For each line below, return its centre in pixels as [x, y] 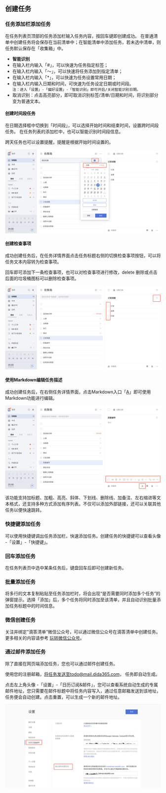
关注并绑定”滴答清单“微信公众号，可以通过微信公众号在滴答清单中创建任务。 [83, 632]
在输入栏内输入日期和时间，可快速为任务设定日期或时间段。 [73, 84]
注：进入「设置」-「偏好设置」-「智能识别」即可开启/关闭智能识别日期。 [76, 90]
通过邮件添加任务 [25, 652]
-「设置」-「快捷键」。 [28, 542]
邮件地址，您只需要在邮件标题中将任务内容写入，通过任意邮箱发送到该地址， [83, 691]
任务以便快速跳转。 [25, 510]
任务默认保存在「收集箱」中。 [35, 48]
